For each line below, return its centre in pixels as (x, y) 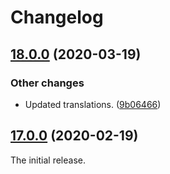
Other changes (47, 83)
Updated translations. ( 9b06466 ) (93, 104)
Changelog (57, 17)
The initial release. (48, 160)
